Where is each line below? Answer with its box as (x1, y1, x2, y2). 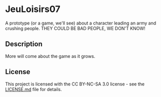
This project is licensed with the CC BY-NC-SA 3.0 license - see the (5, 81, 145, 87)
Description (5, 40, 42, 48)
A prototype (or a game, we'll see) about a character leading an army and (5, 20, 156, 26)
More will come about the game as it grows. (5, 53, 95, 59)
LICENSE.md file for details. (5, 86, 62, 92)
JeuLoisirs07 (5, 3, 61, 15)
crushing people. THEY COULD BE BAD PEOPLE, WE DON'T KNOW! (5, 25, 146, 31)
